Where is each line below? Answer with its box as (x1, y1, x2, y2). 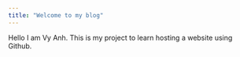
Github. (8, 41, 32, 51)
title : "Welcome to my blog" (8, 11, 104, 20)
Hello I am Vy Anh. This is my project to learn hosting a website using (8, 33, 233, 42)
